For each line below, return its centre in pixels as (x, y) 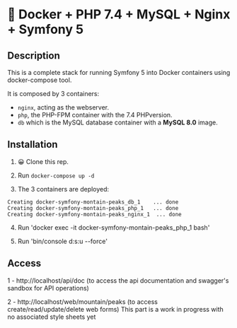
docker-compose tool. (40, 80)
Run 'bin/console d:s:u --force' (63, 241)
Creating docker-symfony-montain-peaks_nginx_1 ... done (94, 214)
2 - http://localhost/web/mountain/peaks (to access (82, 301)
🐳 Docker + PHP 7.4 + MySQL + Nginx (119, 14)
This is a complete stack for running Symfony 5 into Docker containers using (119, 72)
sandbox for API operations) (48, 288)
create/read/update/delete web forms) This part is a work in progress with (116, 309)
